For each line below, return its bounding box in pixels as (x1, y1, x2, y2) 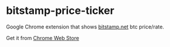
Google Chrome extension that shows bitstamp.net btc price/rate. (6, 23, 164, 30)
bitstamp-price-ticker (6, 4, 114, 17)
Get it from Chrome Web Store (6, 34, 79, 41)
